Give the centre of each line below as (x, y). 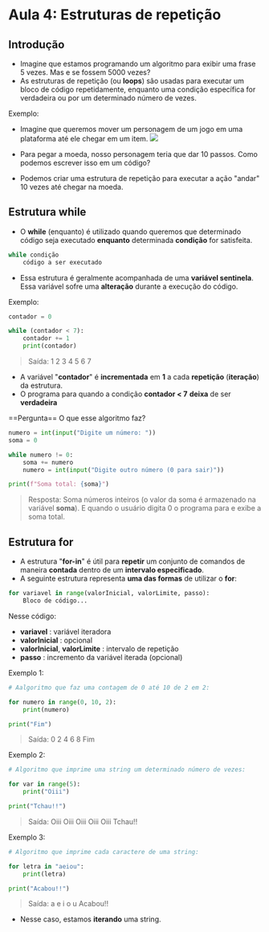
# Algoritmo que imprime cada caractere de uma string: (104, 852)
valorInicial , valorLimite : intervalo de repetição (99, 648)
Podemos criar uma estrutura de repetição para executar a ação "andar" (140, 178)
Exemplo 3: (27, 837)
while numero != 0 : (41, 455)
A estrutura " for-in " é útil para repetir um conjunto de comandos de (132, 561)
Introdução (37, 45)
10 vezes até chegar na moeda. (71, 187)
